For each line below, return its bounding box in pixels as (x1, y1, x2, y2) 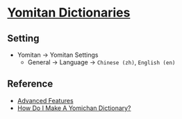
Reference (7, 78, 53, 90)
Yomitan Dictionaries (7, 5, 131, 21)
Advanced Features (17, 96, 74, 104)
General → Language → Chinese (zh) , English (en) (27, 58, 176, 66)
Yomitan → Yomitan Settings (17, 51, 99, 59)
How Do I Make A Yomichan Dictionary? (17, 104, 131, 112)
